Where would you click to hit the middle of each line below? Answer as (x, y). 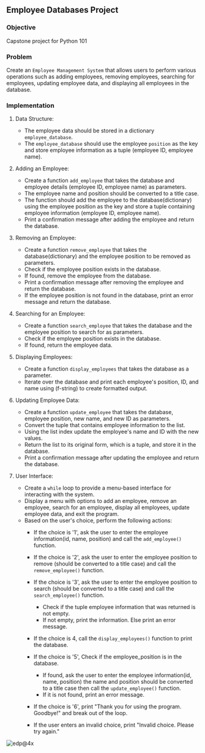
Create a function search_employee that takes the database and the (108, 326)
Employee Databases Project (62, 10)
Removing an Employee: (46, 238)
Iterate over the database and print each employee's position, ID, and (111, 382)
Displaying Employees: (44, 357)
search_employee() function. (69, 595)
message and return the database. (68, 302)
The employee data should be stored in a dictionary (89, 131)
